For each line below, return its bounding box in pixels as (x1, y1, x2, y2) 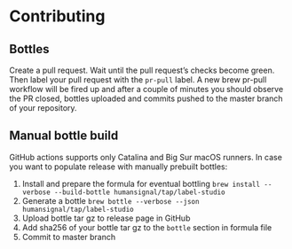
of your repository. (9, 103, 77, 113)
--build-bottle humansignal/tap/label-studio (54, 188, 225, 197)
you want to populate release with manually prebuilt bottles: (9, 161, 228, 172)
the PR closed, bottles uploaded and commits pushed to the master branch (9, 93, 283, 104)
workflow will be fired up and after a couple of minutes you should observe (9, 84, 284, 94)
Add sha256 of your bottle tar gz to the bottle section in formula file (21, 222, 272, 232)
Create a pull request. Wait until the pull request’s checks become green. (9, 65, 275, 75)
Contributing (9, 6, 106, 27)
